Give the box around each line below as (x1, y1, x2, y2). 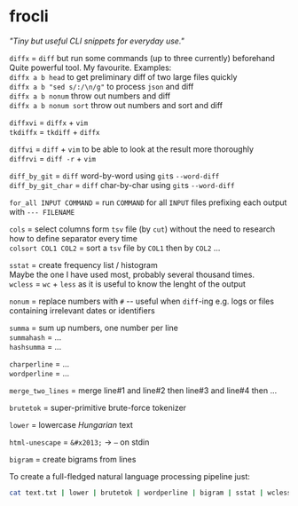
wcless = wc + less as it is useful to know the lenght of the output (9, 278, 247, 289)
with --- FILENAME (9, 206, 75, 217)
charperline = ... (9, 358, 69, 369)
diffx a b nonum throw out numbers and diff (9, 91, 171, 101)
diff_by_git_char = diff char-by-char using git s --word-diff (9, 179, 235, 190)
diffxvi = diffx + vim (9, 117, 89, 128)
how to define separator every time (9, 233, 137, 243)
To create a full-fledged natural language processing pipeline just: (9, 470, 251, 481)
